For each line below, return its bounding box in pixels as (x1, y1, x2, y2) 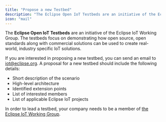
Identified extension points (12, 86, 67, 92)
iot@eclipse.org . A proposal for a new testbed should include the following (5, 60, 157, 67)
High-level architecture (12, 81, 59, 86)
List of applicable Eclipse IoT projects (12, 96, 89, 102)
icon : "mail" (5, 16, 32, 21)
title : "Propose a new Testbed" (5, 7, 72, 12)
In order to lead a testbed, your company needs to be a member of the (5, 106, 149, 112)
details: (5, 66, 20, 72)
